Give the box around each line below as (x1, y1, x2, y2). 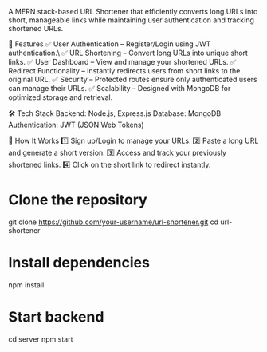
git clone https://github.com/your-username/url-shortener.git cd (8, 217, 219, 227)
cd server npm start (8, 334, 73, 344)
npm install (8, 279, 45, 290)
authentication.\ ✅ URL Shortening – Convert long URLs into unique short (8, 48, 249, 57)
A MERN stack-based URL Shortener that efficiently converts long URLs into (8, 7, 258, 16)
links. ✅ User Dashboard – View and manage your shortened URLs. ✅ (8, 57, 237, 66)
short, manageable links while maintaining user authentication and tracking (8, 15, 255, 25)
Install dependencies (8, 254, 150, 272)
